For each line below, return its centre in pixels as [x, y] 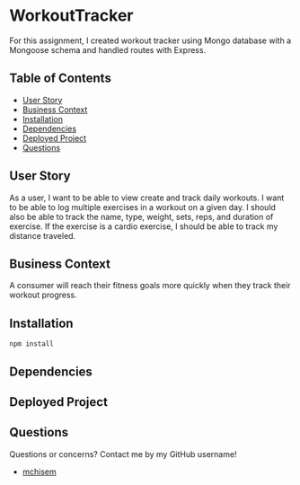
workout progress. [44, 295]
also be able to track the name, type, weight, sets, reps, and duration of [141, 216]
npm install [31, 344]
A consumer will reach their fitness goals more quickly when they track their [150, 286]
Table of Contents [61, 79]
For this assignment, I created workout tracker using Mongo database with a [150, 40]
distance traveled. [43, 235]
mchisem [39, 472]
